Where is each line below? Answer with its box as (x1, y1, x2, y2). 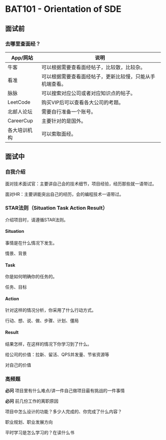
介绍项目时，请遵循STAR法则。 (5, 217, 68, 222)
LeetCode (7, 99, 31, 106)
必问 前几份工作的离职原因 (5, 398, 58, 404)
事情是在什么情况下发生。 (5, 240, 57, 246)
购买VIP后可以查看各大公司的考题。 (41, 99, 124, 106)
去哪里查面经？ (5, 40, 41, 47)
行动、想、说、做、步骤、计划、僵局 (5, 318, 79, 324)
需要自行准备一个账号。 (41, 108, 96, 115)
